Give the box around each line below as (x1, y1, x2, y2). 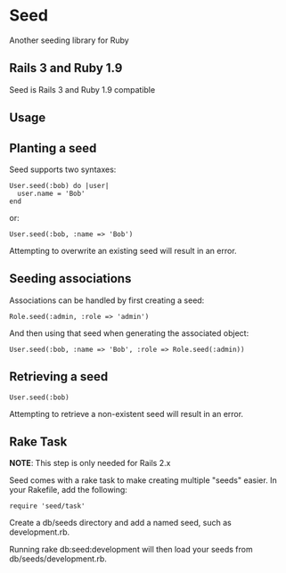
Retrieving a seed (9, 369, 109, 384)
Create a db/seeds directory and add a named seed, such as (9, 518, 232, 528)
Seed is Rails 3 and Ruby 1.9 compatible (9, 84, 156, 94)
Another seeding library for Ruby (9, 35, 129, 45)
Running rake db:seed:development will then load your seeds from (9, 544, 253, 555)
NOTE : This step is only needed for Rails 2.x (9, 458, 171, 469)
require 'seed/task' (9, 502, 86, 511)
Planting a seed (9, 140, 97, 156)
